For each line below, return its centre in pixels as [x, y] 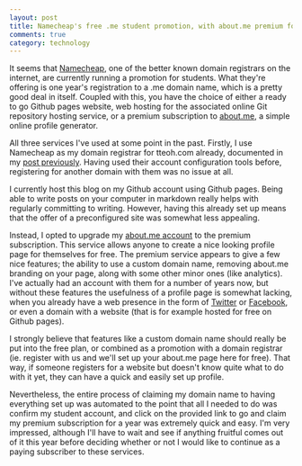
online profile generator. [54, 126]
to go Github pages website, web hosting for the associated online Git [138, 107]
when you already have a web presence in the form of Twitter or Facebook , [149, 302]
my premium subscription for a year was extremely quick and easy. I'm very [150, 423]
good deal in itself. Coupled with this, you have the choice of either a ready [148, 97]
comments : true [38, 34]
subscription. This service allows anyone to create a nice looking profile [142, 245]
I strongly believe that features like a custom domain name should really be [148, 339]
